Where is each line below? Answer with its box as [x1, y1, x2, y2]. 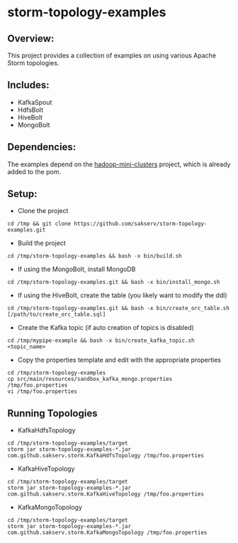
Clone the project [17, 207, 69, 215]
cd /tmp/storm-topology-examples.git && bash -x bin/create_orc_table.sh [7, 305, 230, 312]
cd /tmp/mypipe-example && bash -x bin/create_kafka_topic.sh [7, 337, 195, 344]
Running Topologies [7, 407, 98, 419]
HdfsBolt [17, 105, 44, 114]
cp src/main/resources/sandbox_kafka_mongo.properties [7, 376, 173, 383]
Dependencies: [7, 141, 76, 153]
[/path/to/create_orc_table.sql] [7, 311, 106, 319]
